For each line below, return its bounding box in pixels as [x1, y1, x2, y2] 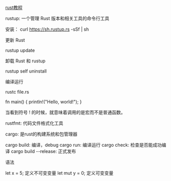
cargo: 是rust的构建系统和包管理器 [5, 131, 78, 137]
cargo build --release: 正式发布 [11, 148, 77, 154]
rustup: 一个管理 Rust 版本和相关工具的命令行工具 [5, 15, 110, 21]
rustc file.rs [5, 89, 30, 95]
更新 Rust [5, 37, 26, 43]
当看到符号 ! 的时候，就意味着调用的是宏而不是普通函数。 [5, 109, 126, 115]
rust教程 [5, 5, 23, 10]
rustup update [5, 48, 35, 53]
